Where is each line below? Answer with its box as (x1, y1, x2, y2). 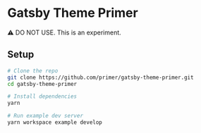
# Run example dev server (7, 113, 83, 120)
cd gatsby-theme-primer (7, 80, 78, 87)
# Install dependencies (7, 93, 78, 100)
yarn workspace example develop (7, 119, 102, 126)
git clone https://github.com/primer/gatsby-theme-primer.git (7, 74, 194, 81)
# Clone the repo (7, 67, 59, 75)
